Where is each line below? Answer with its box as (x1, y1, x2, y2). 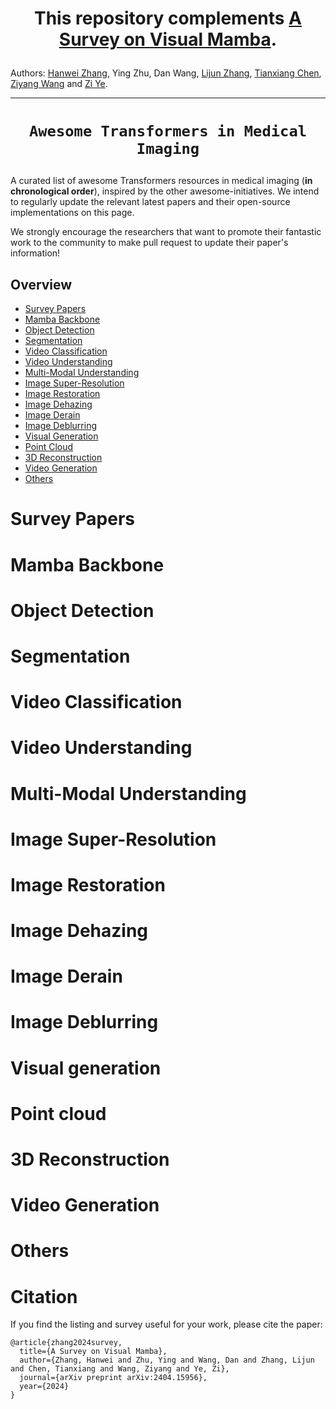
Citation (10, 1285, 78, 1308)
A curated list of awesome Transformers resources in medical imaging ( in (10, 175, 313, 187)
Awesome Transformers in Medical (28, 122, 308, 141)
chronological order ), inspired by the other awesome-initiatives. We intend (10, 185, 320, 197)
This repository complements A (33, 7, 303, 30)
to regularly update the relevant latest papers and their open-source (10, 196, 291, 208)
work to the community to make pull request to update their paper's (10, 237, 289, 249)
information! (10, 247, 61, 259)
